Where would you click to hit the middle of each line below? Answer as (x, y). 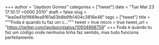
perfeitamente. (20, 37)
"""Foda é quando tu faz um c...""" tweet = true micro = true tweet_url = (77, 22)
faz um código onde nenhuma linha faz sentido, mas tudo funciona (72, 32)
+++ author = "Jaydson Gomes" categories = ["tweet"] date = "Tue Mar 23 (79, 7)
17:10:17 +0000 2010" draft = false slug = (46, 12)
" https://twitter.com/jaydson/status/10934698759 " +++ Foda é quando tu (78, 27)
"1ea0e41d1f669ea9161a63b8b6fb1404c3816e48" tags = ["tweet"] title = (78, 17)
